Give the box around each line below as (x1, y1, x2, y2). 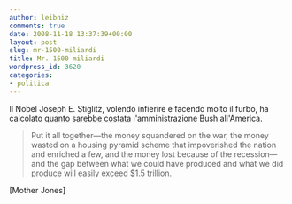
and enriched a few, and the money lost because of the (30, 148, 233, 160)
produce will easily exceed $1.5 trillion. (30, 168, 173, 178)
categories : (9, 71, 53, 80)
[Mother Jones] (9, 184, 66, 195)
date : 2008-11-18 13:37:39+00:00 (9, 29, 133, 38)
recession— (234, 148, 278, 160)
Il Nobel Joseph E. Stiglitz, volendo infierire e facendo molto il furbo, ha (9, 103, 269, 114)
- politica (9, 79, 50, 88)
